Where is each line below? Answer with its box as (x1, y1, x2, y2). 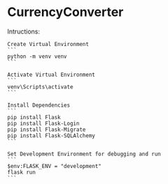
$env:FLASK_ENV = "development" (7, 162, 101, 169)
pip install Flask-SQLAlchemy (7, 132, 96, 139)
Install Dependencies (7, 102, 71, 109)
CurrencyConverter (7, 4, 124, 20)
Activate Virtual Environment (7, 71, 96, 78)
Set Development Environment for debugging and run (7, 151, 161, 158)
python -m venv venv (7, 53, 68, 60)
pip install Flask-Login (7, 120, 80, 127)
